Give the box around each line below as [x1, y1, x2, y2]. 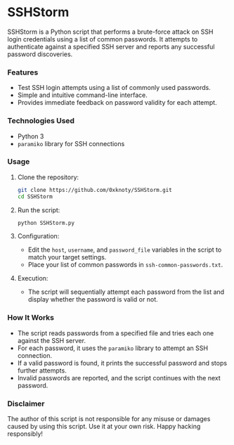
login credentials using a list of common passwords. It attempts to [7, 34, 198, 43]
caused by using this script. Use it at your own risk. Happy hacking [7, 423, 201, 431]
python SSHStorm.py [17, 219, 75, 226]
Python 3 [17, 131, 44, 141]
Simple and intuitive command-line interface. [17, 91, 148, 99]
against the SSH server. [17, 336, 86, 344]
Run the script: [17, 205, 60, 214]
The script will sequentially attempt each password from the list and [27, 288, 225, 296]
